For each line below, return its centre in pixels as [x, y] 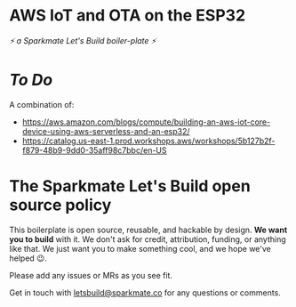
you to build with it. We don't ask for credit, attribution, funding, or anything [148, 239]
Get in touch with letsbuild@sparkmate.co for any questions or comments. [145, 292]
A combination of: [42, 104]
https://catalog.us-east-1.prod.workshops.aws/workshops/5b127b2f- [148, 141]
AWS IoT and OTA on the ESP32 [128, 16]
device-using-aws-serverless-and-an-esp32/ [106, 131]
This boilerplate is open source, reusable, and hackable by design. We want [148, 230]
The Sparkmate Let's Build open [130, 186]
